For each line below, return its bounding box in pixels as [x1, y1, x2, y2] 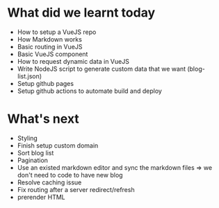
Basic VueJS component [17, 50, 88, 58]
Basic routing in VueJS [17, 42, 83, 51]
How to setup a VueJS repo [17, 28, 97, 36]
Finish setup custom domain [17, 141, 99, 150]
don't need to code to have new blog [17, 171, 123, 179]
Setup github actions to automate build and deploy [17, 87, 162, 95]
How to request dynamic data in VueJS [17, 57, 130, 65]
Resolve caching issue [17, 178, 82, 187]
